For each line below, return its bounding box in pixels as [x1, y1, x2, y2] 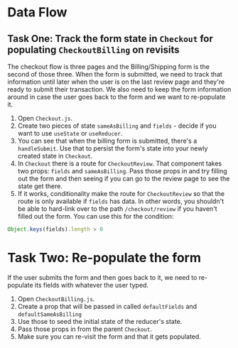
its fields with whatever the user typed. [34, 281, 149, 289]
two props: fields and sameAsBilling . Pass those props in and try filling [17, 167, 227, 175]
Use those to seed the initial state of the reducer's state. [17, 317, 183, 325]
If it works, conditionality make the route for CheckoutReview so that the [17, 190, 225, 197]
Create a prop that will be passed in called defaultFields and [17, 302, 198, 310]
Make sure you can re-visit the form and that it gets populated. [17, 332, 201, 341]
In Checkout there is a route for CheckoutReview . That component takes [17, 159, 222, 168]
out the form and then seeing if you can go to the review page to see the [17, 175, 230, 183]
